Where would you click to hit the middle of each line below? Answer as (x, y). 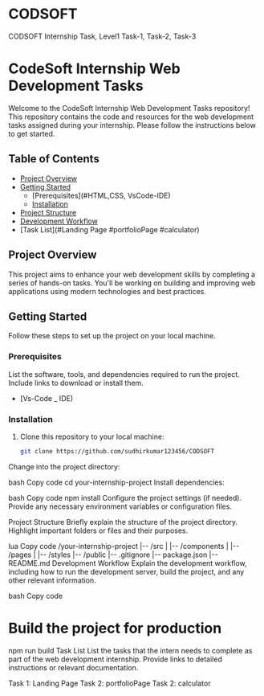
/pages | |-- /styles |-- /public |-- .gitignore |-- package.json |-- (113, 555)
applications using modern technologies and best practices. (108, 291)
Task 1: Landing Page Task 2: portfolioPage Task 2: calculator (110, 683)
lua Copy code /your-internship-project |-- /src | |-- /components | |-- (124, 546)
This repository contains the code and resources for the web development (131, 117)
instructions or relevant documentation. (73, 667)
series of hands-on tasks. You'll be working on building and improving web (132, 283)
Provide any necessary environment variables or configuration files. (120, 506)
